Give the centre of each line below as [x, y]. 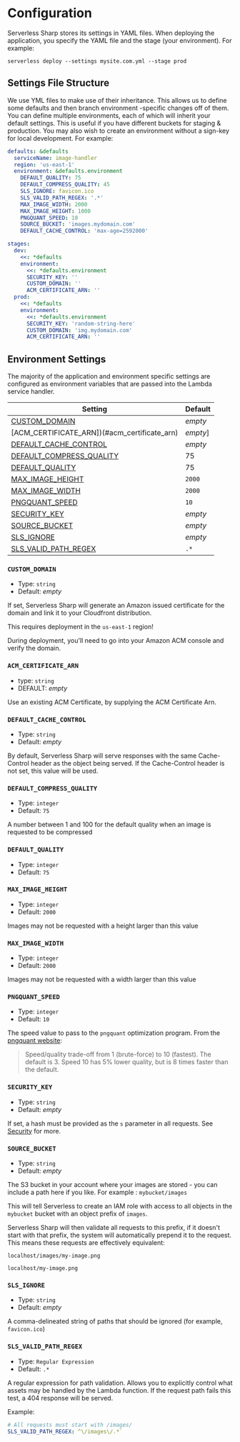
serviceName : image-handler [56, 158]
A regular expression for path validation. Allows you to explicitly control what [120, 1383]
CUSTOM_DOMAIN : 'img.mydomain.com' [79, 330]
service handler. [31, 391]
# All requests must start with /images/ [70, 1425]
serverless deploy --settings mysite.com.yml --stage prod [97, 61]
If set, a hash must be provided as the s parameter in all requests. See [110, 1123]
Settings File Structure [59, 83]
